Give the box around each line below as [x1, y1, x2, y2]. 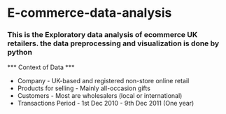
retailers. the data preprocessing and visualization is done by [7, 38, 220, 48]
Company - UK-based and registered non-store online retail [17, 77, 190, 85]
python [7, 48, 33, 57]
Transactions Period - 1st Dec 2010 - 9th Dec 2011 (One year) [17, 99, 195, 108]
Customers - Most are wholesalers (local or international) [17, 92, 183, 100]
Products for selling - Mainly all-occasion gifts [17, 84, 150, 92]
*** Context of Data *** [7, 63, 75, 71]
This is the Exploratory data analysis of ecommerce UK [7, 30, 198, 40]
